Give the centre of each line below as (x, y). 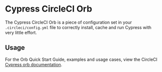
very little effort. (21, 32)
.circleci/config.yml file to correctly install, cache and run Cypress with (78, 27)
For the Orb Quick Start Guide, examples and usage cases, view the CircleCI (81, 59)
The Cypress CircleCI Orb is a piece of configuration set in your (69, 22)
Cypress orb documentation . (34, 64)
